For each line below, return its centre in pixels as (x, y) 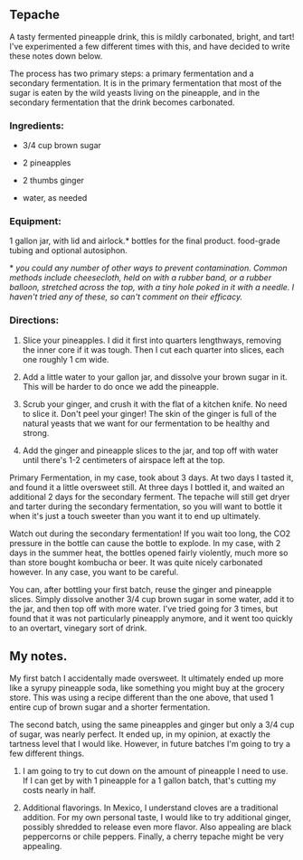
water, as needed (55, 198)
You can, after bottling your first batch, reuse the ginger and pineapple (141, 589)
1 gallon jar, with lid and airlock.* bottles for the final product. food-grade (145, 241)
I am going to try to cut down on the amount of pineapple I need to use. (155, 770)
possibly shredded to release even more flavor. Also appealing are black (157, 827)
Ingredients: (37, 126)
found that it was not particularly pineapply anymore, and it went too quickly (151, 618)
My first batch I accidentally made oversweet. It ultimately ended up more (147, 678)
